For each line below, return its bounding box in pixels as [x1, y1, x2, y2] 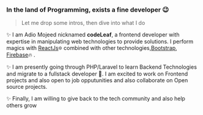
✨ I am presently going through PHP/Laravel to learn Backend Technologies [6, 63, 197, 71]
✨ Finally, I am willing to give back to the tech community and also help [6, 95, 185, 102]
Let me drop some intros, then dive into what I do [21, 19, 146, 27]
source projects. [6, 83, 48, 91]
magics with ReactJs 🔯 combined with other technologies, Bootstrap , [6, 44, 177, 52]
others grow [6, 102, 37, 109]
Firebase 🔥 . [6, 51, 35, 58]
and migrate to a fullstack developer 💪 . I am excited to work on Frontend [6, 70, 188, 78]
